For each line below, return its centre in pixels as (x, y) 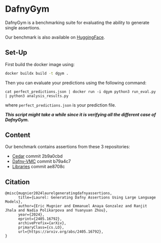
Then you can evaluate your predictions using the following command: (76, 83)
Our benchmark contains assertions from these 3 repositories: (68, 147)
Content (18, 135)
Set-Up (16, 53)
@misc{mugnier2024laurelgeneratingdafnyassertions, (59, 193)
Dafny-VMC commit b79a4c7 (41, 161)
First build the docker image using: (40, 64)
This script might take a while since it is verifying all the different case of (80, 114)
